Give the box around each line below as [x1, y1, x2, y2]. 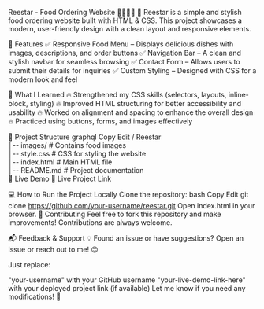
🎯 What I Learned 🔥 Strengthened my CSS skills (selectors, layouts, [8, 90, 227, 99]
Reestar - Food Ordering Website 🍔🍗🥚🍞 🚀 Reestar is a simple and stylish [8, 8, 242, 17]
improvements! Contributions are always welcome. [8, 218, 173, 227]
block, [8, 99, 29, 108]
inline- [228, 90, 250, 99]
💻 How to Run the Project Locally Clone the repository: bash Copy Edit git [8, 189, 249, 199]
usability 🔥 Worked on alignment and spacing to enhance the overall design [8, 108, 254, 117]
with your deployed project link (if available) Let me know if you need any [8, 284, 246, 292]
